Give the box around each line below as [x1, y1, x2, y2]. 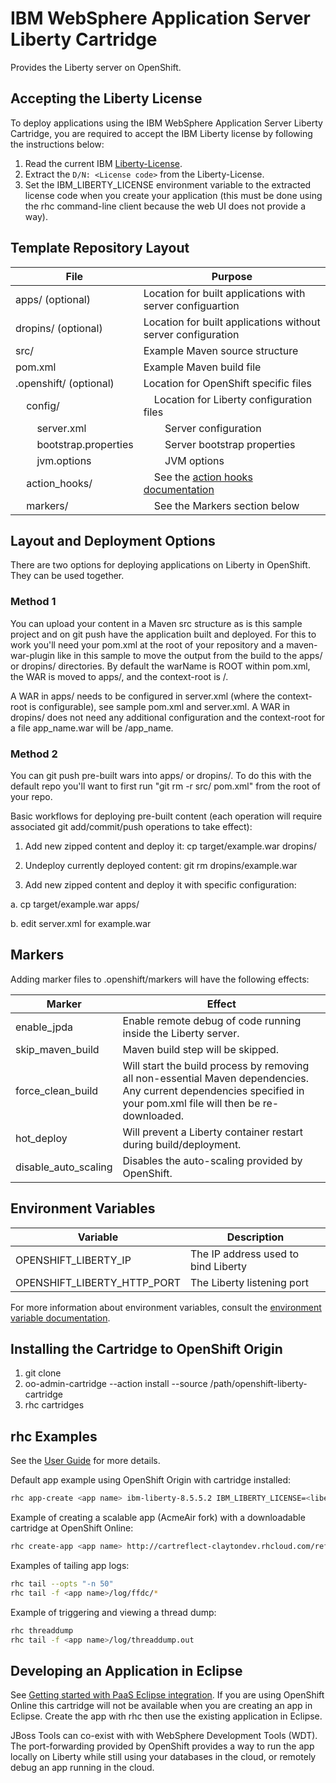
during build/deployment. [122, 1137, 242, 1151]
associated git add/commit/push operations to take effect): [10, 820, 253, 832]
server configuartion [143, 298, 240, 312]
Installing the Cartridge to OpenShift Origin [10, 1340, 283, 1357]
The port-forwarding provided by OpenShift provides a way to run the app [10, 1740, 315, 1752]
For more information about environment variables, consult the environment [10, 1301, 322, 1313]
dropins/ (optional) [15, 321, 103, 335]
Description [226, 1230, 285, 1244]
